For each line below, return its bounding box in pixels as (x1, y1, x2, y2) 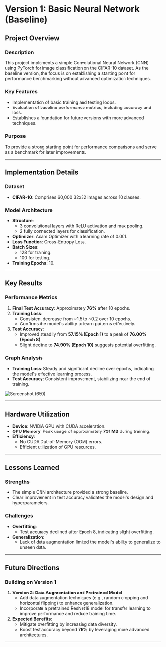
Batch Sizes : (12, 244, 39, 250)
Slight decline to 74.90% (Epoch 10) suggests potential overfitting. (19, 342, 156, 348)
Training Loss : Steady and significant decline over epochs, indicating (12, 366, 154, 372)
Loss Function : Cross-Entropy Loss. (12, 239, 86, 245)
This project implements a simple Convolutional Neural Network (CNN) (5, 59, 149, 65)
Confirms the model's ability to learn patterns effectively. (19, 321, 136, 327)
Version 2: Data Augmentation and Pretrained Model (12, 590, 123, 595)
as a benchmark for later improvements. (5, 149, 86, 155)
